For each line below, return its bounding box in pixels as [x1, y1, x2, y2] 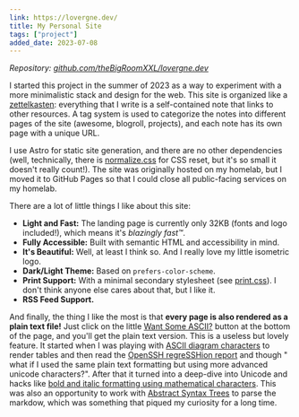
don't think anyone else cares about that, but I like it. [21, 284, 216, 296]
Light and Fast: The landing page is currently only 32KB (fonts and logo [21, 218, 288, 229]
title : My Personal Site [9, 22, 102, 30]
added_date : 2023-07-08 [9, 38, 98, 48]
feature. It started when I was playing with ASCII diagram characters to [9, 340, 270, 351]
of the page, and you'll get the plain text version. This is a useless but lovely [9, 331, 289, 342]
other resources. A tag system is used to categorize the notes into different [9, 109, 286, 119]
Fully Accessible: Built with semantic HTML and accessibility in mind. [21, 237, 280, 248]
